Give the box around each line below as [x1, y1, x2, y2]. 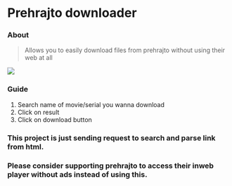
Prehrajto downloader [7, 5, 137, 21]
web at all [24, 54, 53, 62]
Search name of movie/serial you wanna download [17, 100, 165, 108]
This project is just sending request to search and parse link [7, 132, 216, 142]
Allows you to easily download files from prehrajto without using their [24, 46, 226, 54]
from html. [7, 142, 44, 151]
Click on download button [17, 115, 93, 124]
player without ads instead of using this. [7, 169, 148, 179]
